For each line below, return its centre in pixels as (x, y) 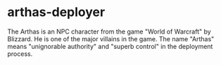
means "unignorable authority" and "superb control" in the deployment (110, 46)
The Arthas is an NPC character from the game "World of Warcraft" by (109, 31)
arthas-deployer (56, 12)
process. (20, 54)
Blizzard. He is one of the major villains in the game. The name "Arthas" (111, 38)
